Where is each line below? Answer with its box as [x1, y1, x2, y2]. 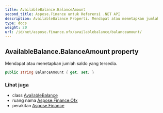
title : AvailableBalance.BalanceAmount [5, 7, 86, 12]
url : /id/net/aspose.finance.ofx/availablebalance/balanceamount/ [5, 30, 142, 34]
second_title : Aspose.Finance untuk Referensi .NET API [5, 12, 120, 16]
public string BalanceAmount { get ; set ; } [5, 70, 95, 75]
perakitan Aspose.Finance [12, 102, 65, 108]
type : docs [5, 20, 27, 26]
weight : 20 [5, 25, 27, 30]
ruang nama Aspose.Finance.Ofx [12, 97, 78, 103]
